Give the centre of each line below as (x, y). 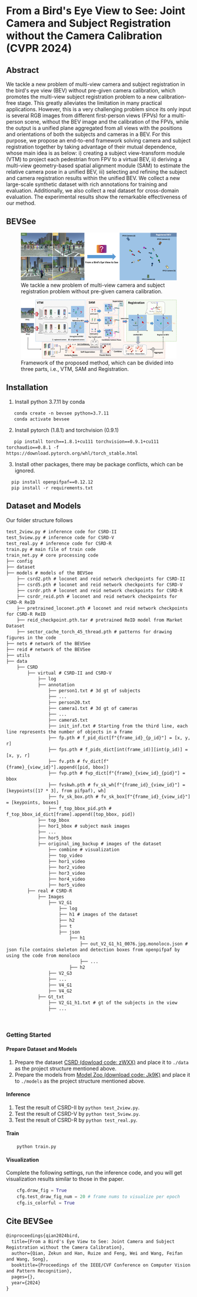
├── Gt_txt (51, 997)
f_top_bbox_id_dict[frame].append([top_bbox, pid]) (71, 814)
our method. (21, 203)
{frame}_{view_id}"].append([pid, (49, 767)
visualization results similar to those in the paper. (65, 1179)
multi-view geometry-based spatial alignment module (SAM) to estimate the (98, 165)
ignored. (25, 470)
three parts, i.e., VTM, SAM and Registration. (75, 369)
